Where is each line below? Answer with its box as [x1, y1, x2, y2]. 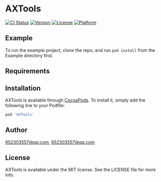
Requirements [5, 67, 50, 75]
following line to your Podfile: [5, 102, 65, 108]
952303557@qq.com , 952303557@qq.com [5, 139, 95, 145]
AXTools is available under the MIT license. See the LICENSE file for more [5, 167, 156, 173]
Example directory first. [5, 52, 53, 58]
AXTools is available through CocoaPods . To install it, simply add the [5, 97, 146, 103]
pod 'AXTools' [5, 112, 35, 117]
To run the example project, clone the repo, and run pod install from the [5, 47, 156, 53]
